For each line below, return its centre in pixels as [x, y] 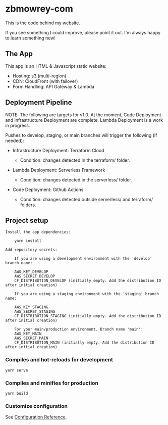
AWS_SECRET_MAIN [32, 338]
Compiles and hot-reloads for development [59, 360]
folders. [28, 205]
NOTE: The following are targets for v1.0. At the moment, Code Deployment [83, 115]
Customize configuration [37, 406]
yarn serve [17, 370]
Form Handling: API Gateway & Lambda [53, 86]
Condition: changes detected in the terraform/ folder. [75, 160]
